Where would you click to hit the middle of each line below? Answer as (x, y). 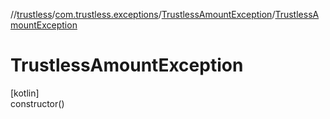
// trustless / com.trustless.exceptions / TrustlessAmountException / (143, 14)
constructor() (37, 103)
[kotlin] (25, 93)
